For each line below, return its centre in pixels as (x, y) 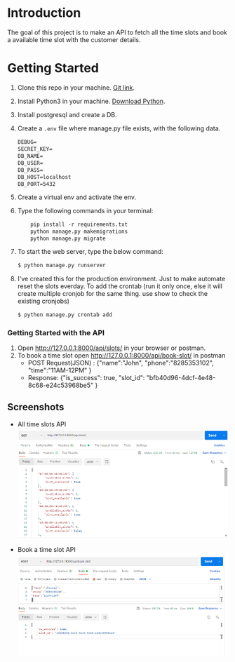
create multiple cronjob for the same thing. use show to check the (113, 293)
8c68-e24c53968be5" (61, 385)
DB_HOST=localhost (44, 177)
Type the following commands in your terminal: (85, 210)
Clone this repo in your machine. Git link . (76, 87)
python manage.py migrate (68, 238)
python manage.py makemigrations (79, 231)
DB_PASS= (30, 170)
